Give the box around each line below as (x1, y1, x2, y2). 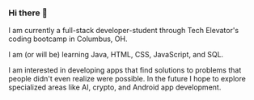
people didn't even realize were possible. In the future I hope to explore (8, 74, 247, 84)
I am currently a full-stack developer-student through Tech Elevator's (8, 26, 239, 35)
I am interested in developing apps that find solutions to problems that (8, 65, 242, 75)
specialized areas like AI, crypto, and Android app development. (8, 82, 222, 92)
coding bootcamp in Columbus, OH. (8, 34, 128, 44)
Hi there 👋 (8, 7, 49, 19)
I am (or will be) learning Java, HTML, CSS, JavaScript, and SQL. (8, 50, 224, 60)
